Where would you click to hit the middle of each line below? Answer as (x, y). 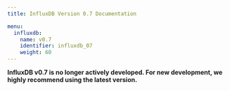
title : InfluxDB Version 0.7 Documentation (72, 14)
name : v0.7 (36, 39)
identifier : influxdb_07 (56, 46)
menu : (15, 26)
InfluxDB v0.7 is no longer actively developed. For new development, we (115, 72)
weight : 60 (36, 52)
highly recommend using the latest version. (72, 80)
